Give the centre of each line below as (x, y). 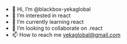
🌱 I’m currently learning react (48, 22)
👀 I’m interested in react (41, 15)
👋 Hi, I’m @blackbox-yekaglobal (51, 9)
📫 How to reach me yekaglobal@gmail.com (66, 35)
